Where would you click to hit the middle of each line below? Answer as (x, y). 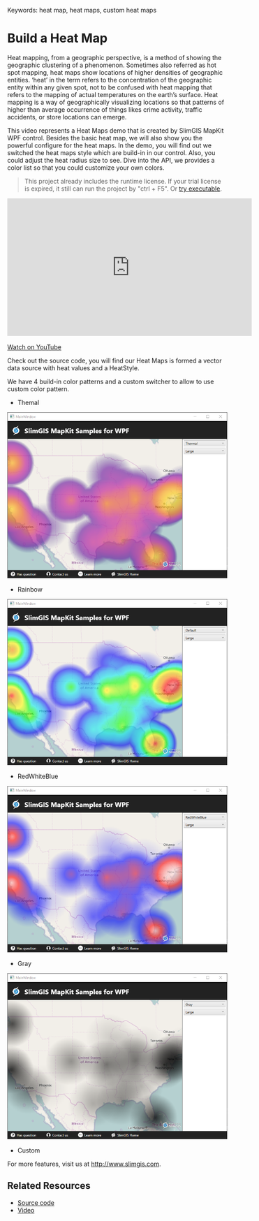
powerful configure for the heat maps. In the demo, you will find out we (109, 145)
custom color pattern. (38, 389)
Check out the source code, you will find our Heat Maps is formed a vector (114, 360)
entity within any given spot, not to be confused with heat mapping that (110, 87)
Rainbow (30, 590)
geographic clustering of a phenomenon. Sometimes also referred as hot (112, 65)
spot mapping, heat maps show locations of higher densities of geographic (115, 72)
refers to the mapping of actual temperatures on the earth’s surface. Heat (113, 94)
